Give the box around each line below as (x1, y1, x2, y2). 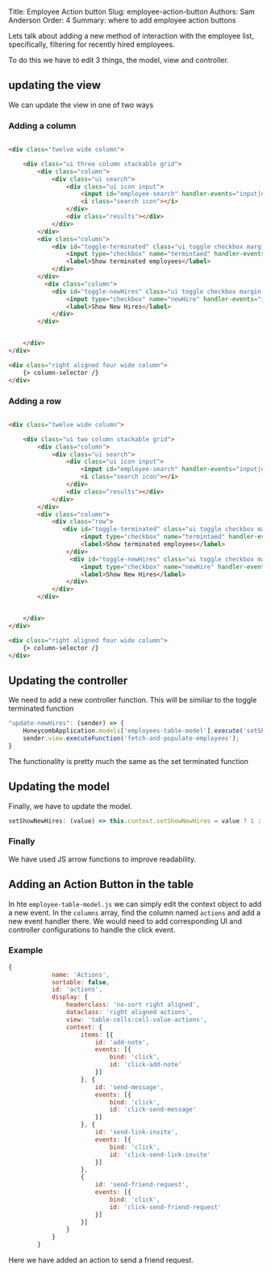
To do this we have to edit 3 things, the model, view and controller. (8, 56, 230, 65)
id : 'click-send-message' (109, 1105, 197, 1114)
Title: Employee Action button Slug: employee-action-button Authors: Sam (8, 7, 256, 16)
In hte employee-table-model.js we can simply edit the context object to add (8, 899, 262, 908)
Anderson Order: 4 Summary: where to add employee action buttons (8, 15, 236, 25)
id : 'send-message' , (94, 1083, 164, 1091)
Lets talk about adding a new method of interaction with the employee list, (8, 31, 254, 40)
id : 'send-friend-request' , (94, 1181, 190, 1189)
